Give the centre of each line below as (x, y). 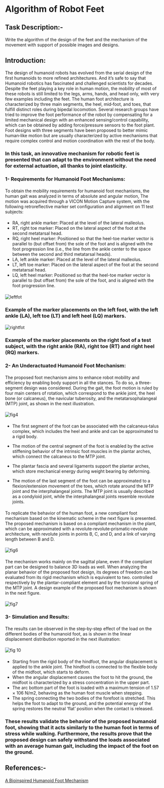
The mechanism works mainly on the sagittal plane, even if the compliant (79, 561)
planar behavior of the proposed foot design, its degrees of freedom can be (81, 572)
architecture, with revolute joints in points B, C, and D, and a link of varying (80, 534)
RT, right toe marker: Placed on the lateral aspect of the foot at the (79, 228)
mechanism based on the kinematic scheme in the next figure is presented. (81, 518)
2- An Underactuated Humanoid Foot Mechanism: (66, 366)
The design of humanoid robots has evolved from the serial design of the (79, 73)
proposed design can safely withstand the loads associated (78, 740)
